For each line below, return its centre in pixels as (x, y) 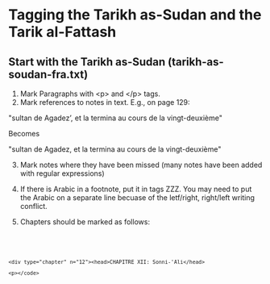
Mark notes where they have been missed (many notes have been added (141, 165)
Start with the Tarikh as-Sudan (87, 62)
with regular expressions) (62, 173)
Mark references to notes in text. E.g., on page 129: (105, 102)
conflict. (34, 206)
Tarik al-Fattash (62, 32)
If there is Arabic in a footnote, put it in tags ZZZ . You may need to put (136, 189)
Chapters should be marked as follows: (85, 222)
